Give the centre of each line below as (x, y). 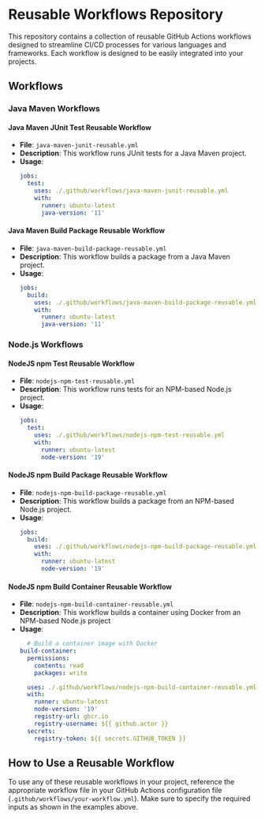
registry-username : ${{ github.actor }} (101, 724)
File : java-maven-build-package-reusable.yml (93, 248)
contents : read (59, 665)
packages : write (61, 673)
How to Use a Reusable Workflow (91, 763)
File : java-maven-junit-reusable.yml (79, 145)
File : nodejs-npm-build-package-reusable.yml (93, 492)
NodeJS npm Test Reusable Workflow (72, 363)
